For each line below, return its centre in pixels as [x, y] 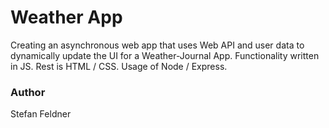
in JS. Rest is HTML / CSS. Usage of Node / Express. [119, 66]
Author [28, 92]
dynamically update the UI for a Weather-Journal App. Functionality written [165, 55]
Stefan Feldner [41, 114]
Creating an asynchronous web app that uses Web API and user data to [157, 45]
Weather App [66, 17]
